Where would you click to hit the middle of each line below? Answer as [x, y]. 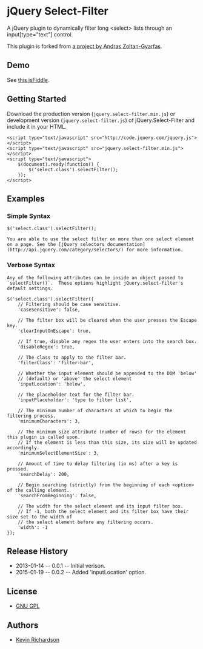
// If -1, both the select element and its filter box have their [103, 511]
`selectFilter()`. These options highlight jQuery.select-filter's [95, 283]
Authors [23, 625]
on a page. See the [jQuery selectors [56, 245]
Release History [38, 551]
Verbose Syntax [31, 265]
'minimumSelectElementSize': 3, [58, 453]
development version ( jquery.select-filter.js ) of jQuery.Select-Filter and [101, 120]
